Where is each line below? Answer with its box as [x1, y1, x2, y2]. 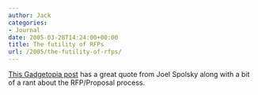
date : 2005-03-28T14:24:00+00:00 [8, 33, 119, 42]
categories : [8, 19, 47, 27]
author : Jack [8, 11, 51, 20]
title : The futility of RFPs [8, 41, 104, 49]
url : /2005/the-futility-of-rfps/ [8, 48, 123, 56]
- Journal [8, 26, 41, 34]
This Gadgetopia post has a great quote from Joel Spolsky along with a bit [8, 70, 250, 79]
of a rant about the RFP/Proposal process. [8, 78, 145, 87]
